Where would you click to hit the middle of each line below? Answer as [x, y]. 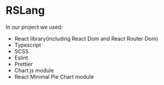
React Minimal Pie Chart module [54, 77]
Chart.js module [34, 70]
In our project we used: [34, 27]
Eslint [21, 57]
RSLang [25, 10]
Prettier [23, 64]
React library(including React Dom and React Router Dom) [86, 38]
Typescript [28, 45]
